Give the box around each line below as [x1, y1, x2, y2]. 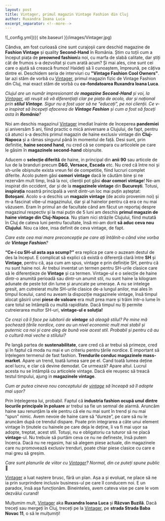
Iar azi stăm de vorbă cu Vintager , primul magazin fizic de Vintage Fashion [5, 76, 156, 81]
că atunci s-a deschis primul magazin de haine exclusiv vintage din [5, 131, 141, 137]
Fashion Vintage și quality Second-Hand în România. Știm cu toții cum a [5, 49, 153, 55]
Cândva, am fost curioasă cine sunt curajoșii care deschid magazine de [5, 44, 150, 50]
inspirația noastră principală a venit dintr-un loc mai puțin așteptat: [5, 188, 141, 194]
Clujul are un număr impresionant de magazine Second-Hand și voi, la [5, 90, 150, 96]
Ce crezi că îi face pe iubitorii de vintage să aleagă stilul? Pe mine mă [5, 317, 148, 322]
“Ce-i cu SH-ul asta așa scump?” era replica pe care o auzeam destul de [5, 249, 155, 255]
